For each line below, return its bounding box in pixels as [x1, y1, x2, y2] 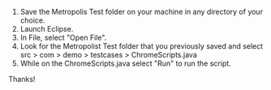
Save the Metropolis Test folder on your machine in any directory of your [19, 7, 264, 16]
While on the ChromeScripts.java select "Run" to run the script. [19, 58, 231, 68]
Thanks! [8, 75, 36, 84]
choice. [19, 15, 46, 25]
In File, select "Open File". [19, 32, 107, 42]
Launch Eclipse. [19, 24, 74, 33]
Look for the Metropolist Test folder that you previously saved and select [19, 41, 264, 51]
